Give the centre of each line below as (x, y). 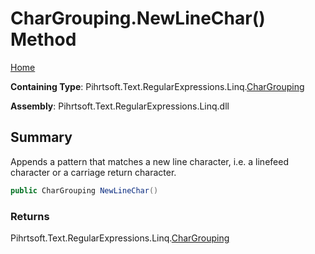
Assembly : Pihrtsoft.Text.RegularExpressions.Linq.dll (120, 106)
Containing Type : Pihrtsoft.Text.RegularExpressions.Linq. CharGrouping (157, 86)
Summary (41, 137)
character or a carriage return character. (93, 172)
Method (43, 39)
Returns (30, 216)
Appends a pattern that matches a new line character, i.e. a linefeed (149, 161)
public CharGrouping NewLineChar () (84, 190)
